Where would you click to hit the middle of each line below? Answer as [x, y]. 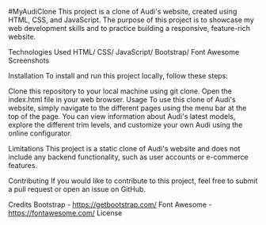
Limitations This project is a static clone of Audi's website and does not [124, 149]
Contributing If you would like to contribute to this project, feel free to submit [133, 181]
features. [23, 165]
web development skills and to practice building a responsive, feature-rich [129, 28]
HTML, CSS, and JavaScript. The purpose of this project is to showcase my [131, 20]
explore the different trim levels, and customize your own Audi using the [125, 125]
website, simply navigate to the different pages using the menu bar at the [127, 108]
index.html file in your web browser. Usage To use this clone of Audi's [122, 99]
